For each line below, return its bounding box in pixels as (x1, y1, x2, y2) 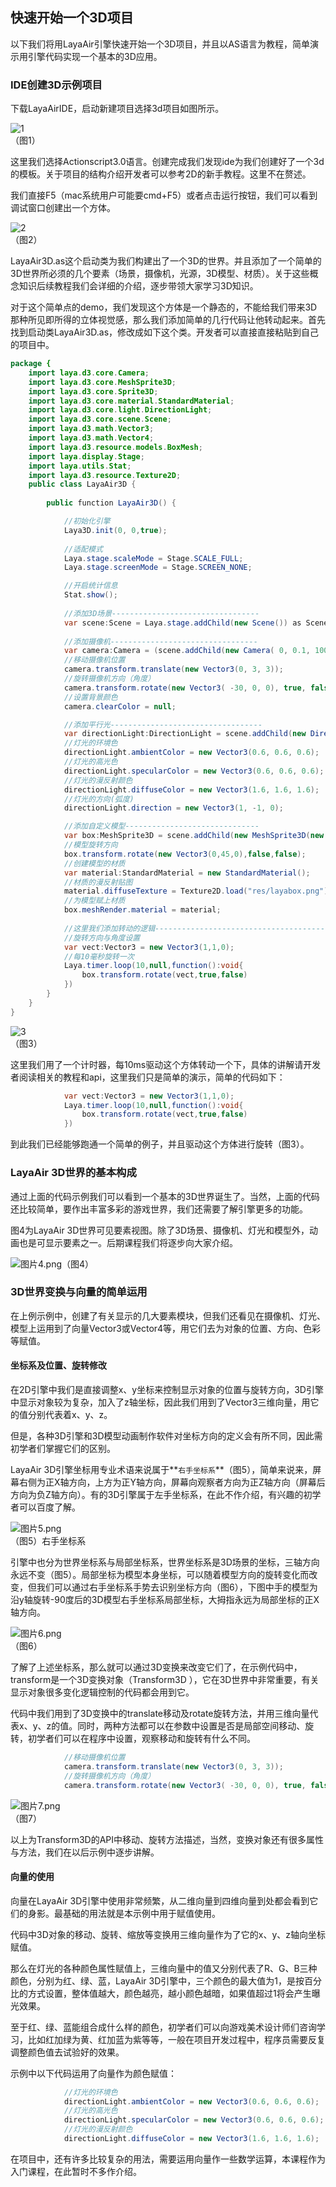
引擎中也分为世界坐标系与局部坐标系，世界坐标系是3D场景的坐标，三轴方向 (10, 1556, 320, 1568)
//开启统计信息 (63, 581, 118, 591)
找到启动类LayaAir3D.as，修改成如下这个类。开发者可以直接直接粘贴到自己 (10, 326, 320, 338)
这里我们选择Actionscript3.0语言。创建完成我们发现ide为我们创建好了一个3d (10, 156, 325, 168)
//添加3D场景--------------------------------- (63, 608, 260, 618)
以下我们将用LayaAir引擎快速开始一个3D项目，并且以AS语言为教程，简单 (10, 38, 311, 50)
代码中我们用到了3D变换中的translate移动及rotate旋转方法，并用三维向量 (10, 1708, 310, 1720)
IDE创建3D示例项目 (10, 78, 103, 92)
